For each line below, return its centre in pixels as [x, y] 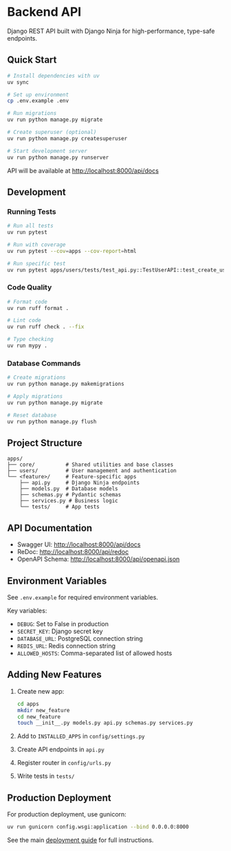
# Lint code [24, 320]
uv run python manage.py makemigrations [66, 384]
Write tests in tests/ [46, 776]
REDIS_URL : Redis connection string [66, 645]
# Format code [27, 302]
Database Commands [44, 363]
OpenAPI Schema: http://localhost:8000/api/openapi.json [98, 559]
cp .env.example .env [38, 101]
